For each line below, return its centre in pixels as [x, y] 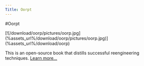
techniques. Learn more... [31, 58]
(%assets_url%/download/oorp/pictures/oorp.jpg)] [57, 38]
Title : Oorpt [18, 10]
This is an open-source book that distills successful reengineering [72, 53]
